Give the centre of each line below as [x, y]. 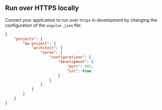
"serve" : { [51, 53]
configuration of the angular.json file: [44, 25]
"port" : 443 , [80, 66]
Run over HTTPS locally [42, 8]
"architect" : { [47, 48]
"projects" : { [28, 39]
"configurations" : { [70, 57]
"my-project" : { [39, 43]
